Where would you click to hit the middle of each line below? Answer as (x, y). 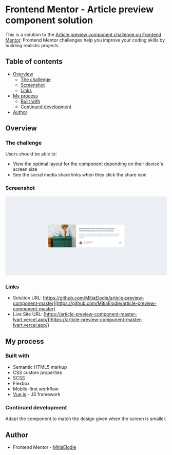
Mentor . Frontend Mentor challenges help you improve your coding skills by (85, 40)
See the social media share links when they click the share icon (80, 175)
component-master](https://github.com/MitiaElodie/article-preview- (84, 303)
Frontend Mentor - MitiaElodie (44, 447)
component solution (49, 20)
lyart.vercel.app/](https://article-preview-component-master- (78, 320)
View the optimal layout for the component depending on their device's (88, 164)
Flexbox (21, 383)
